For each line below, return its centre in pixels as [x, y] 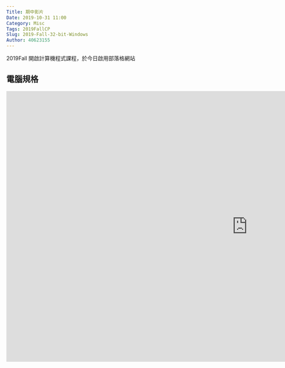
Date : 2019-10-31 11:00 [37, 18]
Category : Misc [26, 23]
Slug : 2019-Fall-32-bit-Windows [47, 35]
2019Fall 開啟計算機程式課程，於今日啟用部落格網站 [71, 58]
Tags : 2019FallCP [28, 29]
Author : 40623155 [28, 40]
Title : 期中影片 [25, 12]
